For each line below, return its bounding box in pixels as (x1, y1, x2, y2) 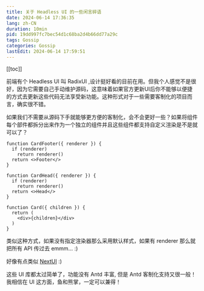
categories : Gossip (6, 43, 56, 49)
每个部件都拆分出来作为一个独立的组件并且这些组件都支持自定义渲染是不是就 (6, 121, 198, 128)
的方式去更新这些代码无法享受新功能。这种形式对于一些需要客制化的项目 (6, 92, 187, 100)
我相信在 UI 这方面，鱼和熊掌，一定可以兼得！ (6, 278, 121, 286)
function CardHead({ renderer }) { (6, 173, 97, 179)
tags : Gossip (6, 37, 39, 43)
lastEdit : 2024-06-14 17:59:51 (6, 49, 86, 55)
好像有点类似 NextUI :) (6, 258, 63, 265)
